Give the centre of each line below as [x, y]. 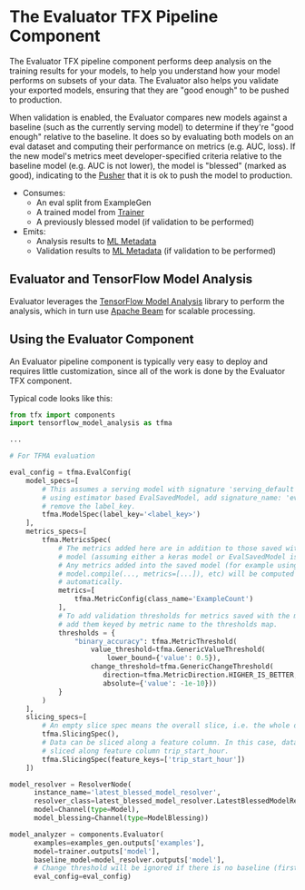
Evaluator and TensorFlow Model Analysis [131, 279]
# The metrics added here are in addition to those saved [170, 548]
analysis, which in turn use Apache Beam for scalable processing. [133, 311]
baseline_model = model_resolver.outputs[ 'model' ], [129, 860]
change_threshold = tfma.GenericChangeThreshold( [182, 667]
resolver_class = [64, 801]
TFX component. [41, 381]
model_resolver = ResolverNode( [70, 784]
